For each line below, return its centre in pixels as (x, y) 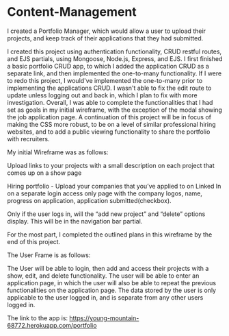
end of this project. (34, 241)
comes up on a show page (44, 173)
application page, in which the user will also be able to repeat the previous (112, 283)
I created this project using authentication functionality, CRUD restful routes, (114, 51)
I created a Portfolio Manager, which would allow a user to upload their (107, 31)
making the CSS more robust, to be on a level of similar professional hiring (112, 124)
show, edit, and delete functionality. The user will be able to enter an (103, 276)
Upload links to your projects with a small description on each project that (111, 165)
